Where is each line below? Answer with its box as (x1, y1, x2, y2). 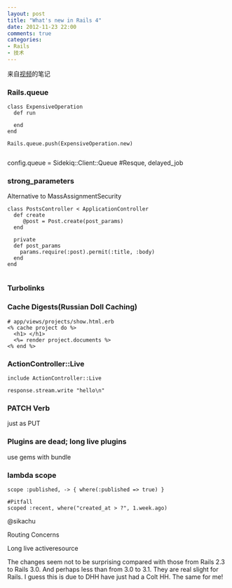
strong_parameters (7, 176, 75, 186)
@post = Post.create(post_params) (22, 218, 124, 225)
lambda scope (7, 470, 57, 480)
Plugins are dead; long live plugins (7, 436, 128, 446)
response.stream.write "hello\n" (7, 387, 105, 394)
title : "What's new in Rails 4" (7, 17, 102, 24)
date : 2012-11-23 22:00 (7, 23, 77, 30)
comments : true (7, 29, 52, 37)
